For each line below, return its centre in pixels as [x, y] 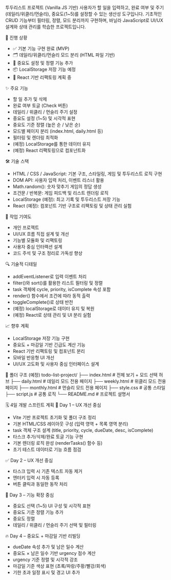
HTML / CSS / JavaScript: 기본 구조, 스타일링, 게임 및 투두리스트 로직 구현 [87, 174]
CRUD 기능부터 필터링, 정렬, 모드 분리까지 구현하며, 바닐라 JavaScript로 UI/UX [84, 20]
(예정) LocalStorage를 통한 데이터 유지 [51, 144]
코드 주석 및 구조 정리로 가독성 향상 [48, 253]
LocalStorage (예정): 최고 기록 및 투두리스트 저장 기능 [67, 199]
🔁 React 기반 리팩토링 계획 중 [42, 77]
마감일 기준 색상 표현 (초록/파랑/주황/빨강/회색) [59, 566]
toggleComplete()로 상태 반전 [43, 302]
